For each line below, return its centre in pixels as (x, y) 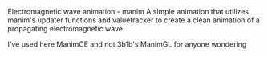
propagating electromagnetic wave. (66, 28)
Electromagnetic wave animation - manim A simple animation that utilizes (128, 12)
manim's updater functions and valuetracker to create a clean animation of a (134, 20)
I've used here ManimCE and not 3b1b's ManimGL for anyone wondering (127, 44)
